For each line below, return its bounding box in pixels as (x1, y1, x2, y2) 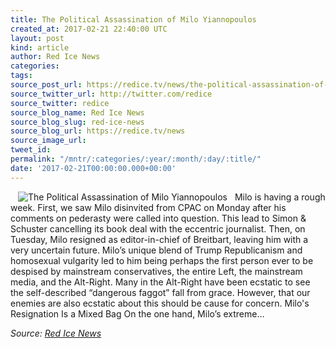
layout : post (10, 33, 65, 43)
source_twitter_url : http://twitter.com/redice (10, 89, 213, 99)
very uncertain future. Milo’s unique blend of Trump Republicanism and (10, 244, 303, 256)
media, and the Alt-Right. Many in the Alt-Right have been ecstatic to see (10, 276, 311, 288)
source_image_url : (10, 136, 87, 146)
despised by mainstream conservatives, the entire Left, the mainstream (10, 265, 303, 277)
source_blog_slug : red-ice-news (10, 117, 145, 127)
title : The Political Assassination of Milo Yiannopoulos (10, 14, 257, 25)
